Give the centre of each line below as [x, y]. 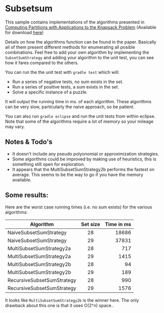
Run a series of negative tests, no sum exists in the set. [68, 82]
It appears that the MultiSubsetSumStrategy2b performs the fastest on [83, 169]
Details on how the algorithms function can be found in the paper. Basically [81, 42]
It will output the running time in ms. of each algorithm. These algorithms [78, 101]
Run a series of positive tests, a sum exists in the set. [66, 87]
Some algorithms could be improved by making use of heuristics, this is [84, 159]
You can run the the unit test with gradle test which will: [62, 72]
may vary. [15, 126]
